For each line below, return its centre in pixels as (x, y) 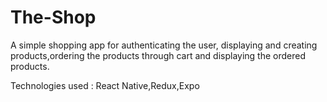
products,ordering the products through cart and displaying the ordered (158, 55)
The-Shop (53, 17)
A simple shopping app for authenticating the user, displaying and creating (164, 45)
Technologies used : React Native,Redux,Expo (105, 85)
